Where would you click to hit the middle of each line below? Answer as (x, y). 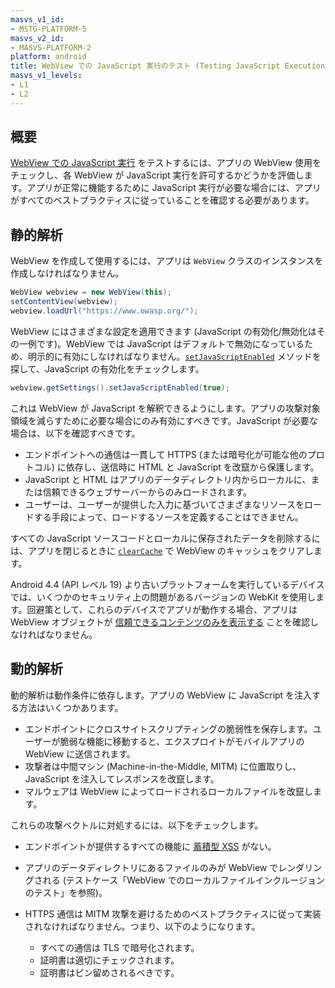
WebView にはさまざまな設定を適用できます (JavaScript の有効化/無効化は (163, 331)
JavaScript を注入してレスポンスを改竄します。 (122, 778)
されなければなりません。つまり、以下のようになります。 (142, 926)
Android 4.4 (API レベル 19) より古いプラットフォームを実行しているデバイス (167, 584)
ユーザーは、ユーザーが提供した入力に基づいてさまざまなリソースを (164, 504)
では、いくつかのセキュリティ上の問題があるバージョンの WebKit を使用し (163, 597)
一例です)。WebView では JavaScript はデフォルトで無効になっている (161, 343)
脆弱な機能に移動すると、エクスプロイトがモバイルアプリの (182, 741)
